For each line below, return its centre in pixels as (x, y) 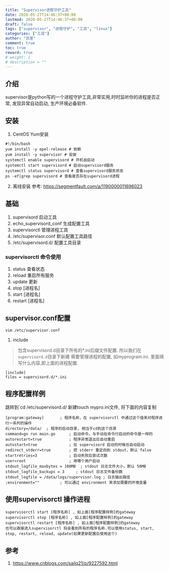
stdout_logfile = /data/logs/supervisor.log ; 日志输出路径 (68, 477)
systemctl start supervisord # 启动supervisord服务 (60, 165)
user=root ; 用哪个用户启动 (53, 461)
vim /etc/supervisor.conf (32, 330)
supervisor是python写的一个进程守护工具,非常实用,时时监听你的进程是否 (81, 97)
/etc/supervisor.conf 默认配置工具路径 (52, 236)
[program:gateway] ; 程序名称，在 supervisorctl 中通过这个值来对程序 (82, 417)
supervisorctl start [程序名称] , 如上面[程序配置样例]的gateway (70, 512)
